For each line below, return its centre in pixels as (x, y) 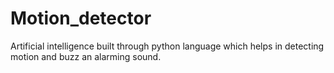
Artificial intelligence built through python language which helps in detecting (167, 46)
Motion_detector (81, 18)
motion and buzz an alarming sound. (86, 56)
